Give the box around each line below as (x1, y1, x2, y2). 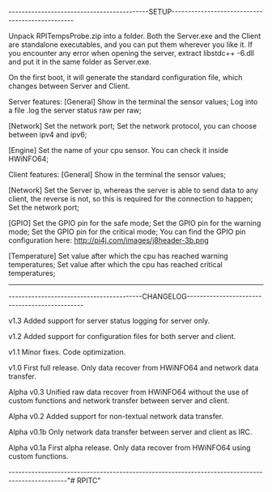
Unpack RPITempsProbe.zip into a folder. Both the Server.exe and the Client (8, 32, 261, 40)
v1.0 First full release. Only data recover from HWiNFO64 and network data (8, 363, 259, 372)
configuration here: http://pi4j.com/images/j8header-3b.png (8, 235, 209, 245)
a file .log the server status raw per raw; (8, 105, 142, 115)
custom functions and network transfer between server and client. (8, 396, 230, 405)
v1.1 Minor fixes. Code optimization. (8, 347, 126, 357)
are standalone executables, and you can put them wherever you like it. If (8, 40, 253, 49)
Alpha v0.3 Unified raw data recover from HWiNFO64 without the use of (8, 388, 249, 397)
